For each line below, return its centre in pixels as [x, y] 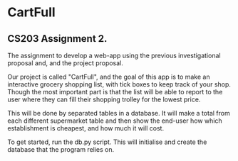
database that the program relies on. [61, 149]
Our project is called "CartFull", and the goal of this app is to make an [109, 77]
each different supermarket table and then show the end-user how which [115, 121]
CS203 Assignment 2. [57, 39]
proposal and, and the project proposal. [65, 63]
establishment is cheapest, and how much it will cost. [86, 128]
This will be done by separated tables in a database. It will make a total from [119, 113]
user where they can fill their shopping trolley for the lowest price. [104, 99]
